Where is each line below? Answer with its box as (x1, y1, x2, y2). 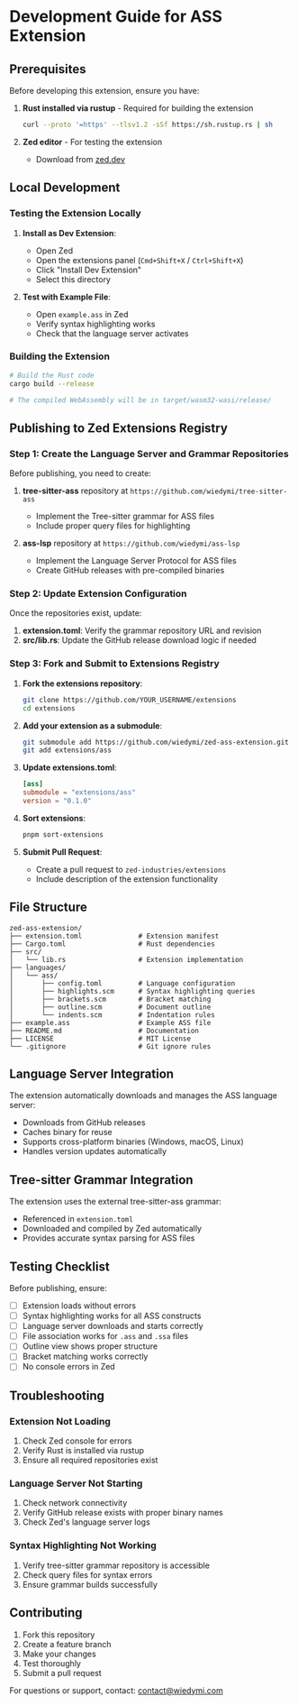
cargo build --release (9, 379, 95, 389)
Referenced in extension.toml (22, 1214, 133, 1224)
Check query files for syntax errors (22, 1569, 153, 1580)
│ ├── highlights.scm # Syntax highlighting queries (9, 986, 256, 995)
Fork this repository (22, 1629, 95, 1640)
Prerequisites (9, 61, 86, 77)
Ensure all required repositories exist (22, 1454, 158, 1466)
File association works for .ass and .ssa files (22, 1331, 189, 1342)
